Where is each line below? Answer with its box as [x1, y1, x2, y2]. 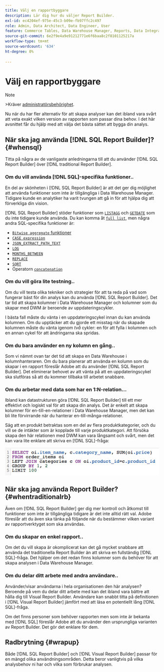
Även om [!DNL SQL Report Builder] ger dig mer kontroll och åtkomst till [5, 506, 149, 512]
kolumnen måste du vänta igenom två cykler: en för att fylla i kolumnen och [5, 325, 157, 330]
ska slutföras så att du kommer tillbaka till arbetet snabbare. [5, 374, 125, 380]
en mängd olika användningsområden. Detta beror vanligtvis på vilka [5, 656, 143, 662]
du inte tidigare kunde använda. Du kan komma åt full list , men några [5, 215, 150, 221]
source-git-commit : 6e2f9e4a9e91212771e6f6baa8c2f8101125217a [5, 34, 134, 39]
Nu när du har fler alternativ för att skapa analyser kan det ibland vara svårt [5, 111, 157, 117]
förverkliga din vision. [5, 200, 49, 206]
